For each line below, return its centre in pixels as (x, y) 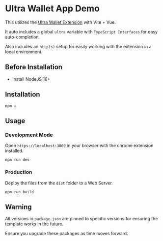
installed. (14, 151)
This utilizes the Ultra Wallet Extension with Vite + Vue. (61, 22)
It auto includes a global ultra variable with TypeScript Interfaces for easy (81, 31)
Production (19, 172)
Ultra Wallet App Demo (52, 9)
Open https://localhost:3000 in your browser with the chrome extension (79, 146)
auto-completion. (23, 37)
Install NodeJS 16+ (31, 79)
